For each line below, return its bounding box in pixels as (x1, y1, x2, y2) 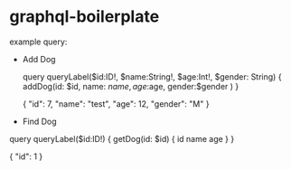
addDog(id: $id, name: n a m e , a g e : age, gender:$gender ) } (22, 80, 239, 91)
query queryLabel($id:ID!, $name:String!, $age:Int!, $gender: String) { (22, 71, 282, 82)
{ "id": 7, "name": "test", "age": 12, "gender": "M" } (22, 98, 210, 109)
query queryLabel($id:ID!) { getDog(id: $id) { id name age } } (9, 133, 235, 144)
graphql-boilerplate (9, 6, 160, 27)
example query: (9, 36, 68, 47)
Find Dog (22, 116, 57, 127)
